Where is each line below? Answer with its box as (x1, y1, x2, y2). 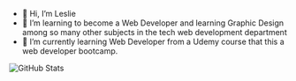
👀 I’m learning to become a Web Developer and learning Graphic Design (21, 18, 285, 28)
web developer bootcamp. (21, 46, 118, 56)
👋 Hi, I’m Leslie (21, 9, 77, 18)
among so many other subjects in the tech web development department (21, 27, 287, 37)
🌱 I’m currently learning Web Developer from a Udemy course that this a (21, 36, 285, 47)
